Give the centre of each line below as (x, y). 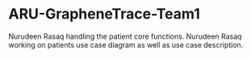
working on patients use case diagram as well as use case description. (126, 44)
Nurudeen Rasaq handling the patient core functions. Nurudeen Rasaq (125, 36)
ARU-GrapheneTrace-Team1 (104, 14)
